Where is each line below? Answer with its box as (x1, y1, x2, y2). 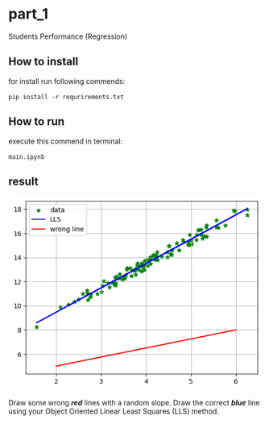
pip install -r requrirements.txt (8, 93, 125, 101)
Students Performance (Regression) (8, 31, 128, 41)
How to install (8, 55, 79, 69)
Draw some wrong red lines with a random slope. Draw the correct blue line (8, 397, 260, 407)
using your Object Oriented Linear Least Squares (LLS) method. (8, 406, 220, 416)
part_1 (8, 5, 48, 23)
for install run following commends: (8, 76, 126, 85)
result (8, 174, 39, 188)
